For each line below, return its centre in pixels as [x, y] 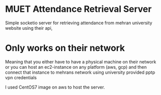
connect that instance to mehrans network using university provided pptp [80, 72]
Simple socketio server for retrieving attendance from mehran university [79, 23]
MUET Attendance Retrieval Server [79, 9]
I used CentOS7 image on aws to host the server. [55, 87]
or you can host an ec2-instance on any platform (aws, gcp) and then [76, 67]
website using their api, [29, 28]
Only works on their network [65, 48]
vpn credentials [21, 77]
